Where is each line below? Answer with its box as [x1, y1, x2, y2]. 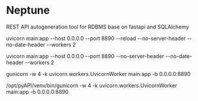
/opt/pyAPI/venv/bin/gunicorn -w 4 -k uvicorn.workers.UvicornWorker [6, 81, 177, 89]
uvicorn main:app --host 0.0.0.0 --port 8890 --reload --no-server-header [6, 34, 186, 42]
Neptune [6, 4, 50, 17]
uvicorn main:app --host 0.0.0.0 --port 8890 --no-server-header [6, 52, 165, 59]
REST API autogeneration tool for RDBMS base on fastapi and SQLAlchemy [6, 23, 190, 30]
